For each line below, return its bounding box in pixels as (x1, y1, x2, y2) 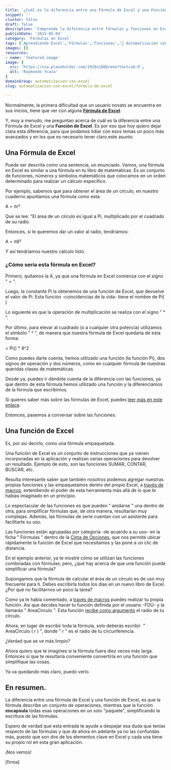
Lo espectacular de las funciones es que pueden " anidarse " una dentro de (5, 502, 164, 508)
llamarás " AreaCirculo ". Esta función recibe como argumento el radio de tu (5, 607, 164, 613)
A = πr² (5, 203, 20, 209)
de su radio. (5, 219, 31, 225)
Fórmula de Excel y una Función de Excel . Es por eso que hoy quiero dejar (5, 123, 162, 129)
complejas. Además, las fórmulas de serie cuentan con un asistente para (5, 513, 158, 519)
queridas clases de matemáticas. (5, 366, 75, 372)
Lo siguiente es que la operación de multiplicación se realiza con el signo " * (5, 309, 165, 315)
